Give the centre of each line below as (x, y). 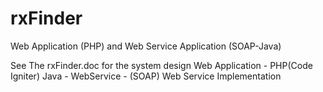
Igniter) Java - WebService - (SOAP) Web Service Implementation (146, 76)
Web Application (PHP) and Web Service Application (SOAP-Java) (146, 46)
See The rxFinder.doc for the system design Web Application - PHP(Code (161, 65)
